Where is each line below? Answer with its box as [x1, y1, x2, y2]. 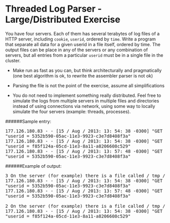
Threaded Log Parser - [5, 3, 102, 15]
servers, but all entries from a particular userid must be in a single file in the [5, 52, 163, 58]
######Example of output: [5, 163, 62, 169]
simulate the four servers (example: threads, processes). [12, 108, 131, 115]
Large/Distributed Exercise [5, 14, 120, 25]
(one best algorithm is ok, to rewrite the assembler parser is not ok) [12, 72, 153, 79]
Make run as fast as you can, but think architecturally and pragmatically [12, 67, 162, 73]
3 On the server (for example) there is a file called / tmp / [5, 173, 165, 178]
